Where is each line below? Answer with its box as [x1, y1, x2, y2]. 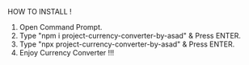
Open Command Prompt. [19, 22, 103, 31]
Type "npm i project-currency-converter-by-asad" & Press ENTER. [19, 31, 242, 40]
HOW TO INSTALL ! [7, 7, 72, 16]
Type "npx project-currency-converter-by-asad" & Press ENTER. [19, 39, 235, 49]
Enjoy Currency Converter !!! [19, 48, 115, 57]
